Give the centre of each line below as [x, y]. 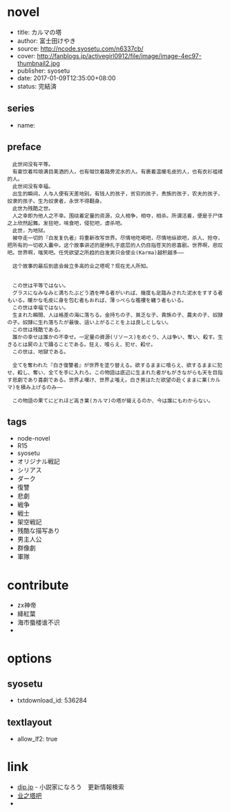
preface [24, 147]
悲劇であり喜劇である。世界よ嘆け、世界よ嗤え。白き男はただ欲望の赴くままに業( [111, 380]
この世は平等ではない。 [40, 285]
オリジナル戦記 [38, 461]
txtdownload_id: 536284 [52, 700]
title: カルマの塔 [39, 32]
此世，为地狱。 [30, 230]
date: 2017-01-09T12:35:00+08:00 [66, 78]
